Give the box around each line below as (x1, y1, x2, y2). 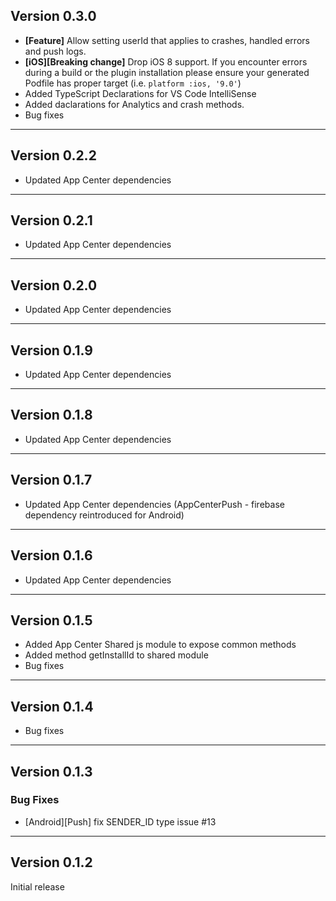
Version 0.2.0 (10, 277, 98, 294)
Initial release (10, 880, 65, 893)
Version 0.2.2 (10, 147, 97, 164)
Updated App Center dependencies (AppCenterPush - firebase (24, 498, 285, 510)
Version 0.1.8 (10, 407, 93, 424)
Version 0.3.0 (10, 8, 97, 25)
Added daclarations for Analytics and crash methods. (24, 98, 245, 110)
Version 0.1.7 (10, 472, 93, 489)
